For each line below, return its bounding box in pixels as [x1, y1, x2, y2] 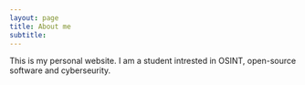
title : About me [9, 22, 71, 31]
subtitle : [9, 30, 47, 39]
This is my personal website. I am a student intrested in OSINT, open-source [9, 56, 297, 67]
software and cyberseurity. [9, 65, 111, 76]
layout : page [9, 13, 59, 23]
